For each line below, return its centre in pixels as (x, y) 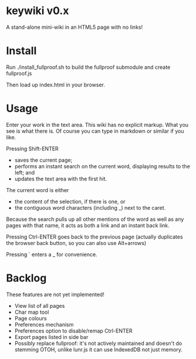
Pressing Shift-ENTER (32, 149)
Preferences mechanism (44, 324)
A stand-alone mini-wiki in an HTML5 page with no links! (74, 27)
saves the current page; (43, 160)
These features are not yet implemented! (55, 294)
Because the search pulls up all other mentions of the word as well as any (95, 219)
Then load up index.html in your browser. (56, 85)
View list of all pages (40, 306)
